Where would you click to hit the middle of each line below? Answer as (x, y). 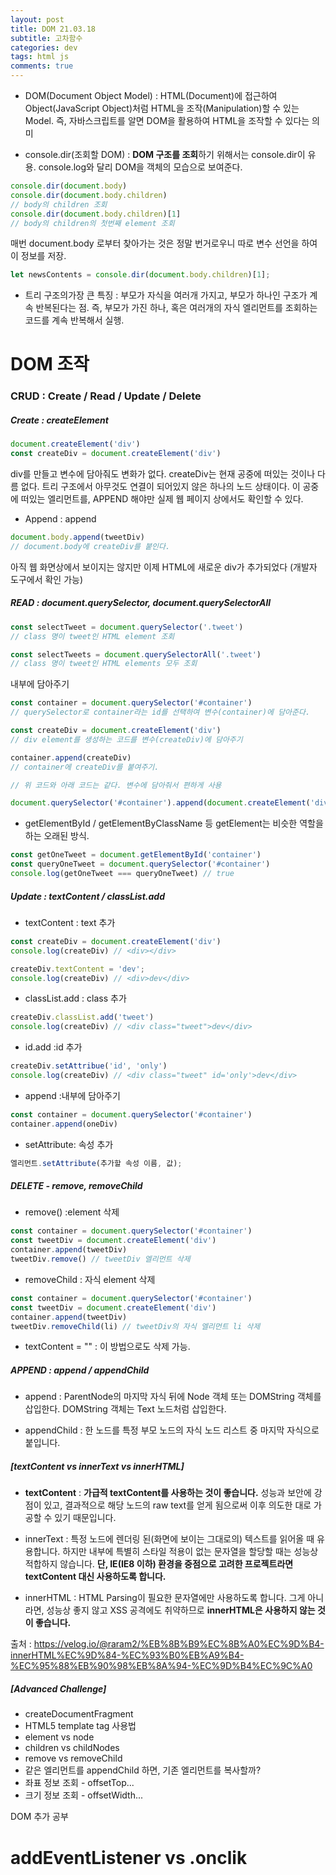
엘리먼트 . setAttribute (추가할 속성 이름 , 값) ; (96, 1163)
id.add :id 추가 (53, 1047)
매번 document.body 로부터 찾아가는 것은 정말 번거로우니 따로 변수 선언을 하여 (164, 243)
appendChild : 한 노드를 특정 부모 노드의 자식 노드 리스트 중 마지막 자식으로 (172, 1430)
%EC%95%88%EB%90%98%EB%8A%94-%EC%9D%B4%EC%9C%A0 (161, 1666)
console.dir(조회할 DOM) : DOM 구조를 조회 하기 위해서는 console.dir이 (165, 154)
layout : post (37, 19)
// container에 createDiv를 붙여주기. (85, 767)
